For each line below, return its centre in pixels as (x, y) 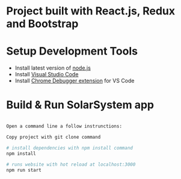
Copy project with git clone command (54, 137)
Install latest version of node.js (53, 68)
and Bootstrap (42, 24)
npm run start (24, 170)
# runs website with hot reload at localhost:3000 (71, 165)
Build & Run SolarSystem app (80, 105)
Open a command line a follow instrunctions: (64, 126)
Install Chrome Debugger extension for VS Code (75, 81)
